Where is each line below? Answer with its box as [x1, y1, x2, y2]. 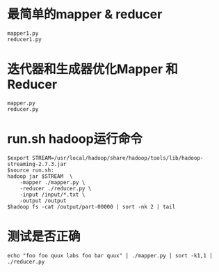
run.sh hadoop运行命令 [7, 131, 143, 147]
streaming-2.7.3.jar [7, 160, 67, 167]
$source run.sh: [7, 167, 54, 174]
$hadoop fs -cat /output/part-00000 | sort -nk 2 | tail [7, 203, 176, 210]
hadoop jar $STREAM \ [7, 172, 73, 180]
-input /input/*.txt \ [19, 191, 86, 198]
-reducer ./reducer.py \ [19, 185, 92, 192]
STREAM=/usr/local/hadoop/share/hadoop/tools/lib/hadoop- [32, 154, 204, 161]
